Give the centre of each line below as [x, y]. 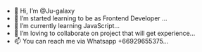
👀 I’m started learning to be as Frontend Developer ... [90, 18]
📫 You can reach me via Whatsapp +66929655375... [91, 41]
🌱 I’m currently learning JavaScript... [67, 26]
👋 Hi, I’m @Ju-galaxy [44, 11]
